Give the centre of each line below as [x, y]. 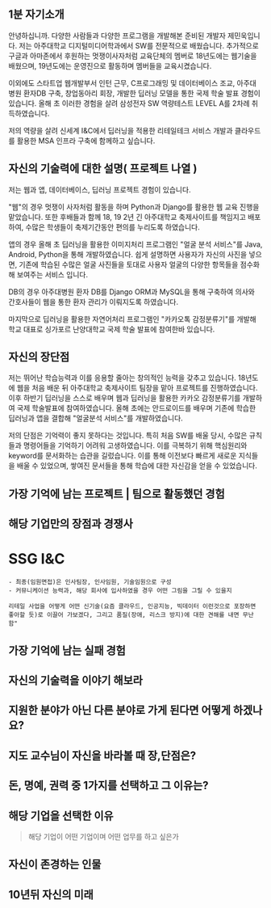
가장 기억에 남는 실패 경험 [67, 650]
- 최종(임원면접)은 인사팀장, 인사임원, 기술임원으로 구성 [90, 582]
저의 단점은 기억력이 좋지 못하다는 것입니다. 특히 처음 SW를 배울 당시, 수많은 [128, 436]
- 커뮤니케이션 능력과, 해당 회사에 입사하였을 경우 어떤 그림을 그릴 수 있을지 [120, 591]
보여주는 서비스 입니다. [52, 274]
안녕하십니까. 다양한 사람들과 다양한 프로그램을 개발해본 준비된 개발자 [117, 36]
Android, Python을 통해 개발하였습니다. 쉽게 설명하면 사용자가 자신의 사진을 [128, 254]
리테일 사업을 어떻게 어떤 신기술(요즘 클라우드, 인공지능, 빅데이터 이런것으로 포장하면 [132, 606]
